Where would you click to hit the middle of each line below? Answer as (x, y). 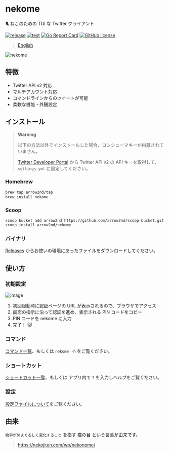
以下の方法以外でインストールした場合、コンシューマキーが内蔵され (89, 145)
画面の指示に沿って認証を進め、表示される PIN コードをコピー (77, 312)
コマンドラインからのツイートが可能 (50, 98)
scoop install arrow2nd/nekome (38, 225)
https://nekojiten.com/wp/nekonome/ (56, 445)
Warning (27, 134)
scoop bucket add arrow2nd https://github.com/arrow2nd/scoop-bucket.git (85, 220)
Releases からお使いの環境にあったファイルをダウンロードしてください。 (82, 251)
